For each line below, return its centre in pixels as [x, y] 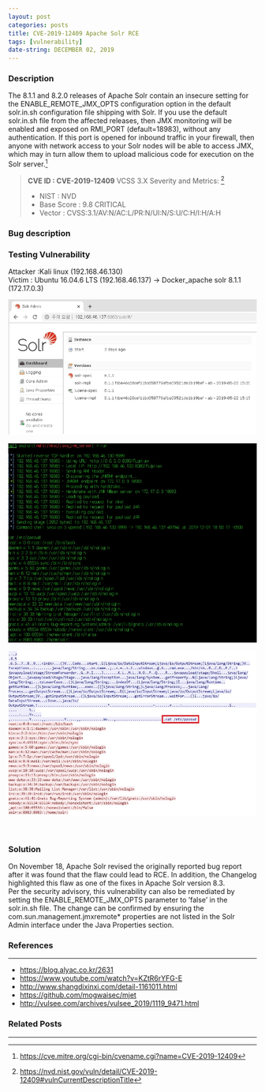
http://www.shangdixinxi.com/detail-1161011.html [98, 987]
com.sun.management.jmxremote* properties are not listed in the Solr [121, 916]
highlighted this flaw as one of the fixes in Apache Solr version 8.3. [117, 883]
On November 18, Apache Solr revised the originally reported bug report [125, 866]
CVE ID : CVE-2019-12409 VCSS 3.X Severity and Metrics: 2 [126, 180]
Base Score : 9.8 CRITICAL [82, 204]
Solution [25, 849]
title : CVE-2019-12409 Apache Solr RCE [74, 33]
